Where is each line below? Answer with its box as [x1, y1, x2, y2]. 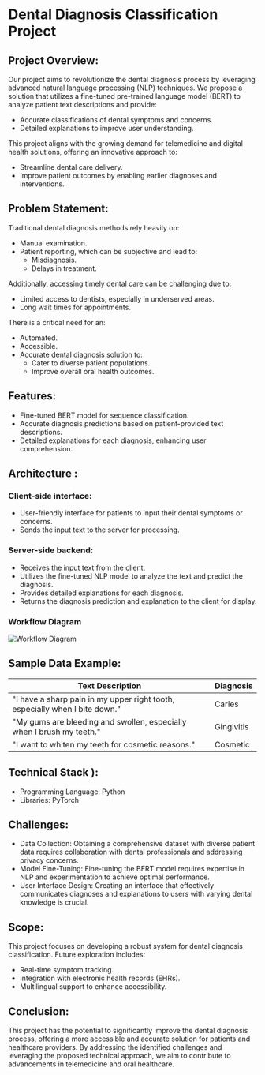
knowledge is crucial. [19, 897, 89, 907]
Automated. [19, 333, 58, 343]
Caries [214, 699, 239, 710]
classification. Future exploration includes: [8, 950, 146, 960]
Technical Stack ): [8, 766, 99, 779]
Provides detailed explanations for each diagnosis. [19, 588, 184, 597]
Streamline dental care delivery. [19, 163, 123, 171]
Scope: [8, 920, 44, 934]
